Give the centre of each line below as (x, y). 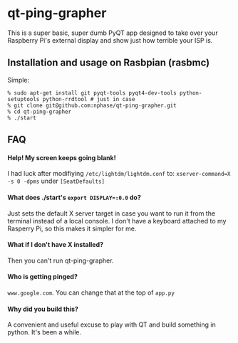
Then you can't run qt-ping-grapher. (61, 260)
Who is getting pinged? (43, 277)
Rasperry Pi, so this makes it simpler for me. (72, 228)
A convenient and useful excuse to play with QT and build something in (112, 324)
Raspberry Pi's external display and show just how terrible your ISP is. (110, 40)
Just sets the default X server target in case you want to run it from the (112, 213)
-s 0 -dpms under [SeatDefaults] (56, 181)
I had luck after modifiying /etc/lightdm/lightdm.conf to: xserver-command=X (119, 174)
